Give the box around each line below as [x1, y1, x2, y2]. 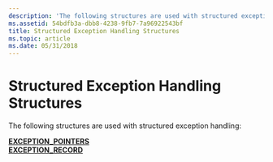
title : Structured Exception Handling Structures [8, 27, 180, 35]
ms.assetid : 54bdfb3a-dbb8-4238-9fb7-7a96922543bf [8, 19, 184, 28]
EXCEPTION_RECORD [8, 145, 84, 155]
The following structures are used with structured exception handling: [8, 121, 242, 130]
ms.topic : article [8, 34, 71, 43]
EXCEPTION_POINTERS [8, 137, 89, 147]
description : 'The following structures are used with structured [8, 11, 238, 20]
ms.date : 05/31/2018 [8, 42, 79, 50]
